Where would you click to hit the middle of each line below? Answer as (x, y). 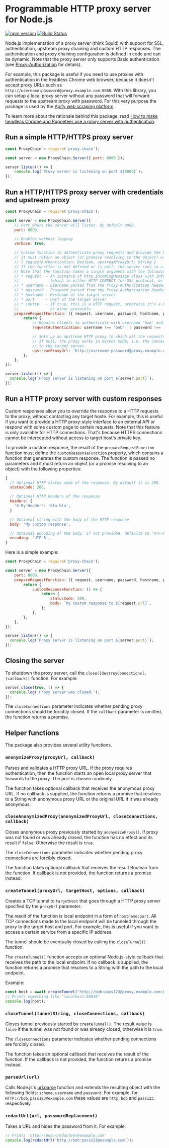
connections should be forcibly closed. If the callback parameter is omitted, (84, 712)
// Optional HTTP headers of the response (55, 497)
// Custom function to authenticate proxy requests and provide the (88, 253)
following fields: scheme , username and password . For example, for (72, 1093)
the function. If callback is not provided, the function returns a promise (78, 873)
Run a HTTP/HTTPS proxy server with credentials (84, 192)
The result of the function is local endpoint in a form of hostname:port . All (81, 916)
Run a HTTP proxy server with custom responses (83, 399)
